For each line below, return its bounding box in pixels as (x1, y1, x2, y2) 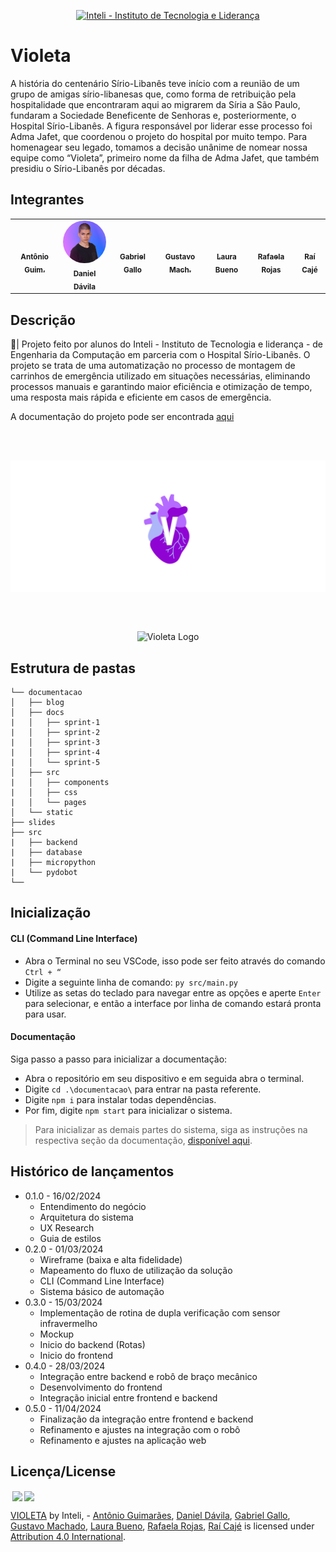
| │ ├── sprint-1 (10, 718, 101, 728)
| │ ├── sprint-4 (10, 748, 101, 758)
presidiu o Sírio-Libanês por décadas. (10, 162, 166, 174)
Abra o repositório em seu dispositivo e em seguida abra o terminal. (24, 1072, 305, 1084)
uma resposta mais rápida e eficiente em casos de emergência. (10, 391, 272, 403)
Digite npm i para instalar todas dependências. (24, 1093, 217, 1105)
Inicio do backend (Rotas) (39, 1338, 146, 1350)
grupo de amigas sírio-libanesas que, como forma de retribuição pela (10, 88, 297, 100)
